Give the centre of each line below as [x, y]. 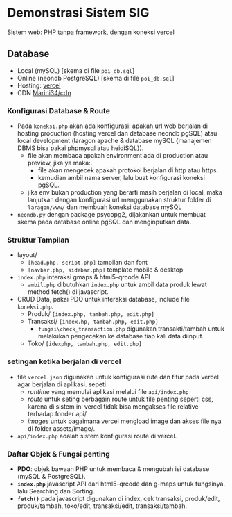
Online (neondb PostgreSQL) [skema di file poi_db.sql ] [96, 78]
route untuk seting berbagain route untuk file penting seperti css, [120, 399]
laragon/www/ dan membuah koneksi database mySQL [105, 207]
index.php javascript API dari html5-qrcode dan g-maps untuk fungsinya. [121, 484]
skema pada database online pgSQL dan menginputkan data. [104, 222]
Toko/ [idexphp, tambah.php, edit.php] [84, 344]
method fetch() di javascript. [68, 292]
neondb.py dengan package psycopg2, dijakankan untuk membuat [111, 215]
